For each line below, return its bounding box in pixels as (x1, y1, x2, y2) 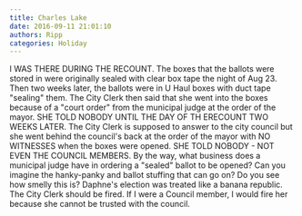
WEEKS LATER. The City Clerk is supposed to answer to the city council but (9, 122, 293, 133)
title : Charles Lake (9, 13, 88, 23)
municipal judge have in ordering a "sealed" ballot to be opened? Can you (9, 160, 287, 171)
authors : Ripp (9, 30, 64, 39)
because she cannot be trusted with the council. (9, 199, 191, 210)
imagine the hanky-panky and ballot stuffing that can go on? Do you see (9, 170, 280, 181)
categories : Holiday (9, 38, 88, 48)
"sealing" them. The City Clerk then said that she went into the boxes (9, 93, 268, 103)
